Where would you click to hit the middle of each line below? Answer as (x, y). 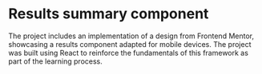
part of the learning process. (55, 61)
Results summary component (109, 14)
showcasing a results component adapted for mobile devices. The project (130, 44)
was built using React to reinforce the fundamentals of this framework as (128, 53)
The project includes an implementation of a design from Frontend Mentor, (131, 36)
